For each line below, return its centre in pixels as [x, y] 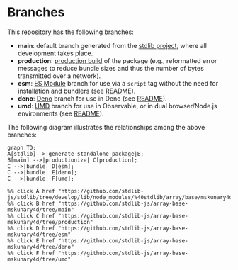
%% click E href [31, 241]
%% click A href [31, 191]
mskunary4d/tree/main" [41, 210]
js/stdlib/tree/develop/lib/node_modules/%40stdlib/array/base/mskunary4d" [121, 197]
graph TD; [22, 147]
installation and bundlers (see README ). [76, 91]
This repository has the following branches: [71, 32]
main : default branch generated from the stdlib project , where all [112, 45]
